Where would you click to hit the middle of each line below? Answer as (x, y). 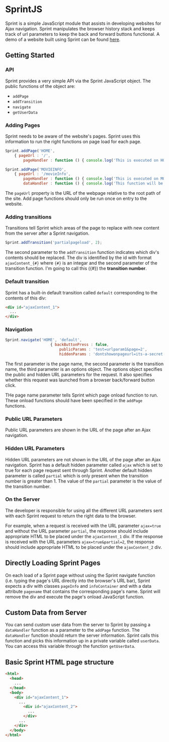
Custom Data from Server (46, 613)
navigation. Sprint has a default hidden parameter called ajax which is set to (84, 465)
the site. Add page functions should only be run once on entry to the (76, 199)
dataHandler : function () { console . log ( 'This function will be (93, 184)
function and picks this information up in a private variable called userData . (82, 641)
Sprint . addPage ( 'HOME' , (30, 151)
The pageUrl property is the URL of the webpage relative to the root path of (83, 193)
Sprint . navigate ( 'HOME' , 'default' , (44, 340)
